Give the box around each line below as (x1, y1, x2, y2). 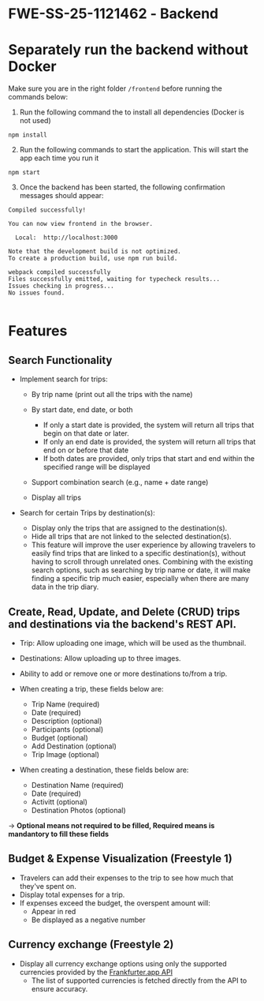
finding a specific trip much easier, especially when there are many (31, 574, 250, 583)
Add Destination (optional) (31, 741, 117, 751)
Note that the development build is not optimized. (8, 248, 181, 256)
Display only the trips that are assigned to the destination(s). (31, 523, 228, 533)
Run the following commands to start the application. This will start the (19, 145, 249, 155)
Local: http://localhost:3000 (15, 234, 118, 242)
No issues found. (8, 289, 65, 297)
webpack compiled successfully (8, 268, 111, 276)
